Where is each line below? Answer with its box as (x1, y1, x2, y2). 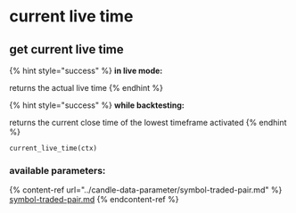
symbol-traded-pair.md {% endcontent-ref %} (9, 194, 179, 205)
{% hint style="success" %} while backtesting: (9, 100, 185, 111)
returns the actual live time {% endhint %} (9, 83, 163, 93)
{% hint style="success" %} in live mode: (9, 65, 163, 76)
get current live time (9, 42, 124, 57)
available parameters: (9, 164, 106, 176)
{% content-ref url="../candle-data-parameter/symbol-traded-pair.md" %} (9, 184, 283, 195)
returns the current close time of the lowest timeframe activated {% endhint (9, 118, 287, 127)
